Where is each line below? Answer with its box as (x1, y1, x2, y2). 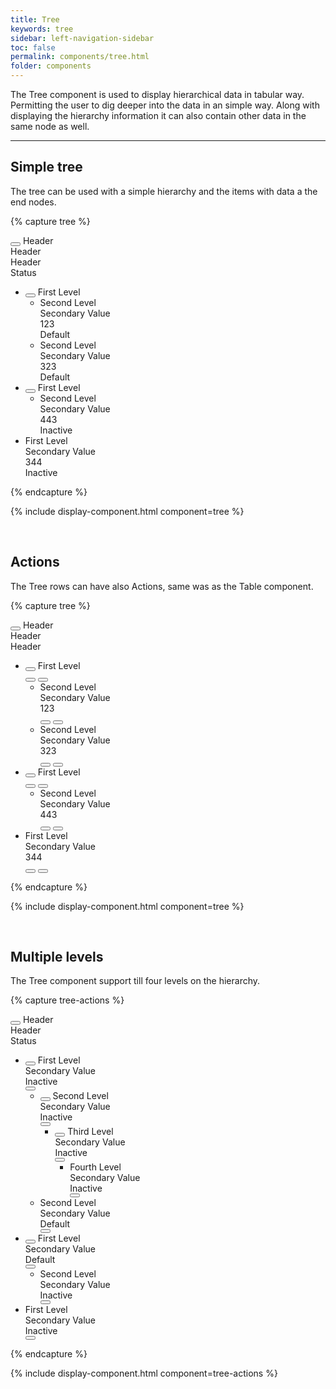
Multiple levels (10, 949, 104, 966)
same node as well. (10, 121, 90, 132)
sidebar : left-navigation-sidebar (10, 33, 155, 43)
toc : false (10, 42, 56, 53)
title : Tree (10, 14, 60, 25)
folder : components (10, 61, 92, 71)
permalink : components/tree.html (10, 52, 150, 62)
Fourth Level (69, 1161, 122, 1173)
